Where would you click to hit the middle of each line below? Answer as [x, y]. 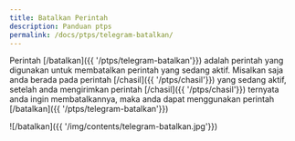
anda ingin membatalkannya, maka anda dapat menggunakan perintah [142, 99]
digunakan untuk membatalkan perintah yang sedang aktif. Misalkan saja [147, 70]
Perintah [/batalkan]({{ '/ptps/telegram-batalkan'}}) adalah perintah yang [147, 61]
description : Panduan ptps [61, 26]
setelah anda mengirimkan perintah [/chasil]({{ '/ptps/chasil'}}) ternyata [144, 90]
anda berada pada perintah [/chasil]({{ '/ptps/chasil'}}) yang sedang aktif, [148, 80]
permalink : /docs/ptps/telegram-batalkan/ [91, 35]
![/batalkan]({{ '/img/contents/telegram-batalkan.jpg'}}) [114, 126]
